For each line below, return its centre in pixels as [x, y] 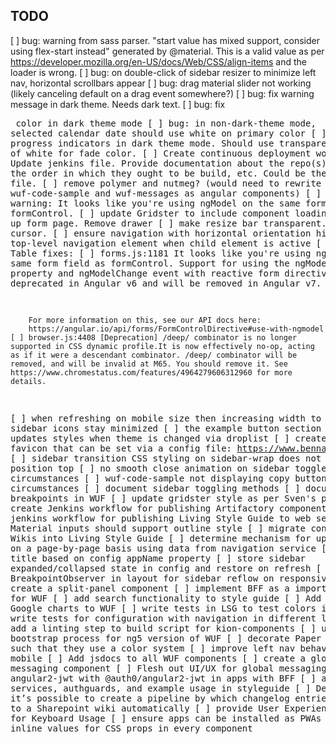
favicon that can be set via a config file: [121, 448]
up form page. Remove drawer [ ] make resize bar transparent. [168, 223]
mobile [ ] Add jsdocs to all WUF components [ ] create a [158, 658]
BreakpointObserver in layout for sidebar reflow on [142, 578]
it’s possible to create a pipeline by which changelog [150, 698]
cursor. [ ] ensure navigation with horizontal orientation [161, 233]
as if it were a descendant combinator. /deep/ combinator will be [154, 355]
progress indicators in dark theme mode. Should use [142, 143]
